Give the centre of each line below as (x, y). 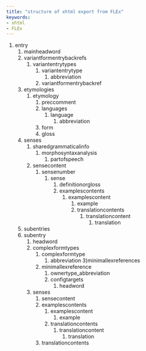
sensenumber (58, 172)
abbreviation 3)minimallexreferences (95, 260)
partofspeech (67, 159)
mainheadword (42, 52)
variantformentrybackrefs (55, 58)
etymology (46, 96)
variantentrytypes (54, 64)
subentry (35, 235)
